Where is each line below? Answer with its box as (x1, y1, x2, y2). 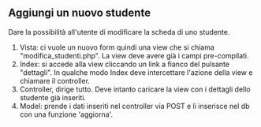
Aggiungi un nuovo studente (8, 6, 151, 20)
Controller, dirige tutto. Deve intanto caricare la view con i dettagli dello (19, 84, 251, 94)
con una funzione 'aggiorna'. (19, 110, 114, 119)
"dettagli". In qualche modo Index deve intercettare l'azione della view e (19, 67, 253, 77)
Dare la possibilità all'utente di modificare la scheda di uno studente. (8, 27, 230, 36)
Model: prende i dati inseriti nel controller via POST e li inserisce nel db (19, 101, 250, 110)
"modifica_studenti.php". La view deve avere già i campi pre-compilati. (19, 50, 250, 60)
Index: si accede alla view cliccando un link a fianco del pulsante (19, 59, 230, 69)
